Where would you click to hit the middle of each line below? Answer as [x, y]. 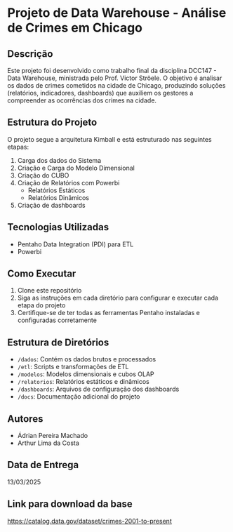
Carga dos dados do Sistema [59, 160]
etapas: [18, 147]
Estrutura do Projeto [52, 122]
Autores [25, 419]
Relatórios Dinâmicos [59, 197]
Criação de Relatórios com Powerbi [68, 182]
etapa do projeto [41, 305]
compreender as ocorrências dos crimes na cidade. [82, 100]
